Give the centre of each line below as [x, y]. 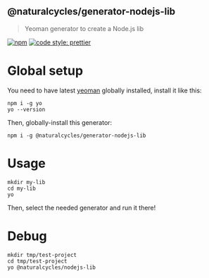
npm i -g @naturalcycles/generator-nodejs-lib [77, 135]
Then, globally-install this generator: [60, 122]
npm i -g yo [25, 103]
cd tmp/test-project [38, 261]
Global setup [45, 71]
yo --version [26, 109]
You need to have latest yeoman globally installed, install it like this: [104, 90]
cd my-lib [22, 188]
